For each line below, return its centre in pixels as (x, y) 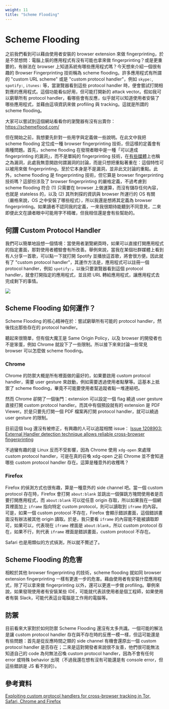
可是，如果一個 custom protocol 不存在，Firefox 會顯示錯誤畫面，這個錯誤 (82, 513)
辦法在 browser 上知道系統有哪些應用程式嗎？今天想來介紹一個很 (90, 66)
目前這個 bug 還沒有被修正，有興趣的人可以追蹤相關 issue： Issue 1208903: (84, 429)
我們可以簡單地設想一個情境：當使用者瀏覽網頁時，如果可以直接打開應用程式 (84, 243)
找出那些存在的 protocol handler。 (45, 327)
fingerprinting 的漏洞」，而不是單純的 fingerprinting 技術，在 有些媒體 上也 (80, 156)
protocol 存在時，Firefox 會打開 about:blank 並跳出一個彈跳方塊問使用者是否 (84, 493)
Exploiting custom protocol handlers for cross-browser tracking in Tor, (78, 696)
